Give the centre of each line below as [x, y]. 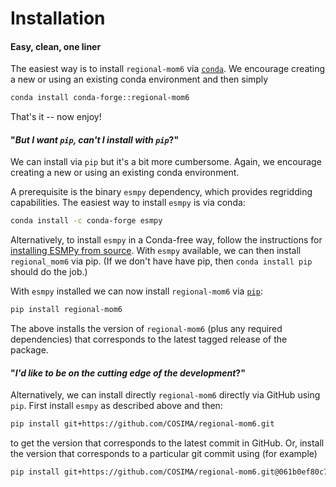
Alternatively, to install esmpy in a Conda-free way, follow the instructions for [166, 240]
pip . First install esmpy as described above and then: [116, 406]
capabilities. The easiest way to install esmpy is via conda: [128, 203]
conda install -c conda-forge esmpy [86, 221]
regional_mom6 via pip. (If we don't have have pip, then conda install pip [161, 261]
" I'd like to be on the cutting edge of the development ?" [128, 373]
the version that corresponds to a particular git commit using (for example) [164, 454]
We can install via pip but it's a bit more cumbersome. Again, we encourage [166, 162]
